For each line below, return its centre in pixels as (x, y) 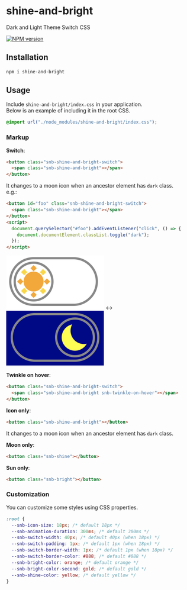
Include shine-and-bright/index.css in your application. (74, 104)
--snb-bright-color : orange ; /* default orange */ (75, 562)
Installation (27, 57)
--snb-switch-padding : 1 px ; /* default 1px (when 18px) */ (86, 544)
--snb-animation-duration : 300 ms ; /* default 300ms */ (80, 531)
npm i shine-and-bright (36, 72)
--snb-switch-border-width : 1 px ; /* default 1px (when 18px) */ (92, 550)
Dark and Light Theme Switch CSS (48, 27)
